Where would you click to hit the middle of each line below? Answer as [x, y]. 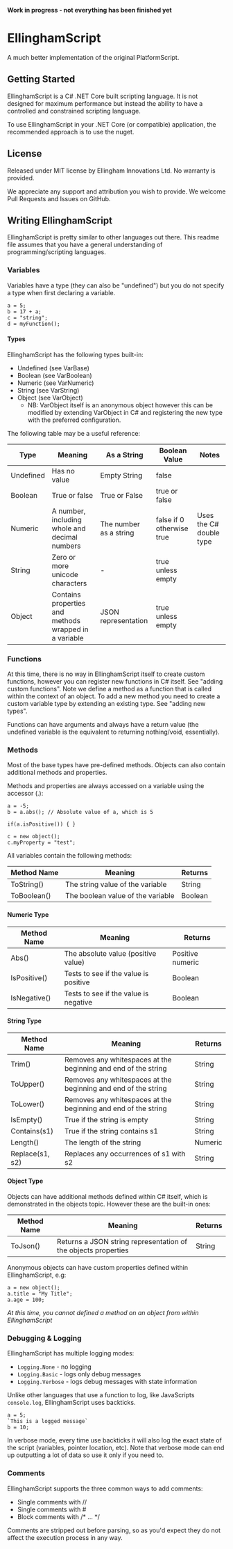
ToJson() [25, 1246]
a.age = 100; [26, 1300]
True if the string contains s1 [111, 1131]
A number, [69, 511]
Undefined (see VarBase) [53, 368]
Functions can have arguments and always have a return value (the [103, 725]
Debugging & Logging [44, 1338]
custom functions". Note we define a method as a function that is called [110, 689]
